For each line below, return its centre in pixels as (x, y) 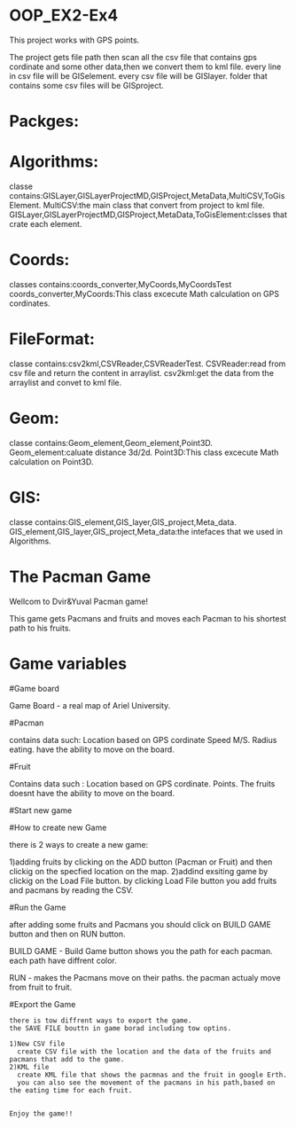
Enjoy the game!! (41, 1114)
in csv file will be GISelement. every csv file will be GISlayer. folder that (138, 75)
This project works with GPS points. (74, 40)
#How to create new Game (58, 827)
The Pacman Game (80, 576)
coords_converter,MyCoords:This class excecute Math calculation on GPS (144, 294)
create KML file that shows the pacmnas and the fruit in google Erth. (152, 1075)
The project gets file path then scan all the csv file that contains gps (133, 57)
